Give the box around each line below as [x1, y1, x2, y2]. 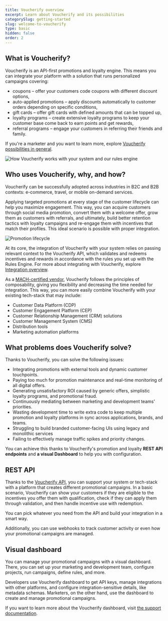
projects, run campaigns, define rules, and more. [5, 569, 106, 575]
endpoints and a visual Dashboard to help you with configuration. [5, 451, 142, 457]
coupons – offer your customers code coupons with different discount [12, 88, 157, 94]
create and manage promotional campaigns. [5, 595, 97, 601]
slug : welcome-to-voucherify [5, 21, 66, 27]
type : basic [5, 26, 30, 31]
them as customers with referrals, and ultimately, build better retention [5, 215, 150, 221]
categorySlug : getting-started [5, 17, 71, 22]
